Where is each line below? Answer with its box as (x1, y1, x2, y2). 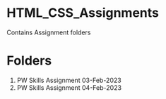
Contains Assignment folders (6, 28, 91, 37)
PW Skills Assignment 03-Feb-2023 (16, 76, 121, 84)
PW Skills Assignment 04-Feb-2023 (16, 83, 121, 92)
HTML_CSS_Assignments (6, 5, 160, 21)
